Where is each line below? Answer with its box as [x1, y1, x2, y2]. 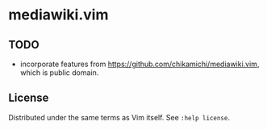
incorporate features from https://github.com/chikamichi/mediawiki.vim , [19, 59, 260, 69]
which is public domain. [19, 68, 99, 78]
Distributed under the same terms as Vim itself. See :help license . [8, 112, 230, 122]
